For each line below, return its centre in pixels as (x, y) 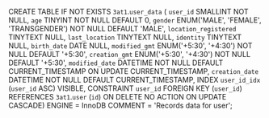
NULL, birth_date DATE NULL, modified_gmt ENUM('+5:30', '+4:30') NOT (130, 46)
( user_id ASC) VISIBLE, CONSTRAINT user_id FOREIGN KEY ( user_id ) (125, 88)
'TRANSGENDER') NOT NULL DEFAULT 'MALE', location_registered (122, 28)
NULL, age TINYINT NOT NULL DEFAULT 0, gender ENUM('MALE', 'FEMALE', (135, 20)
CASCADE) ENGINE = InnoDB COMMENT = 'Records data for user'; (120, 105)
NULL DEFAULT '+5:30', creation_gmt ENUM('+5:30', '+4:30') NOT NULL (130, 54)
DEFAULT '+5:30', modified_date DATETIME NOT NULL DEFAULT (116, 63)
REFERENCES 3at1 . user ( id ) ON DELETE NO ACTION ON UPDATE (118, 97)
